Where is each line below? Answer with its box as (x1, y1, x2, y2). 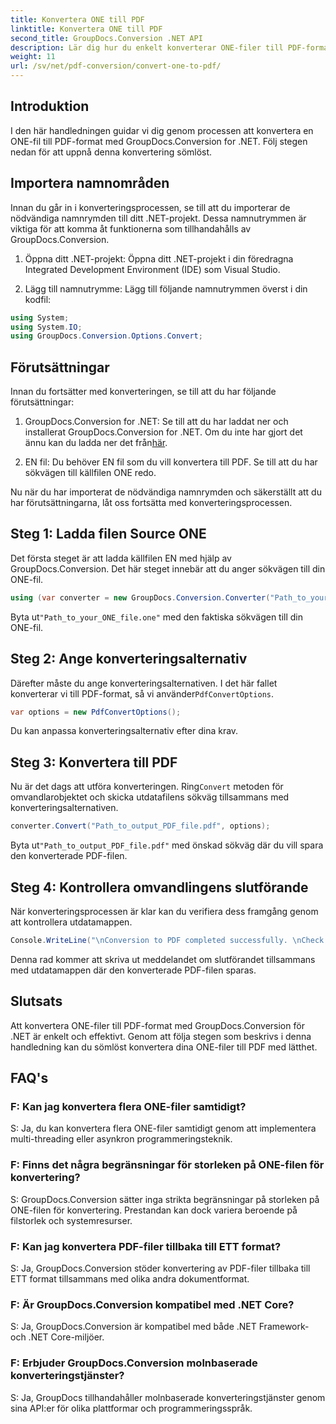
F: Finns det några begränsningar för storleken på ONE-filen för (10, 1158, 325, 1172)
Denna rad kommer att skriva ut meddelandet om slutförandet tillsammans (10, 953, 316, 965)
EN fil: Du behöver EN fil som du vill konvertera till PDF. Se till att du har (24, 456, 318, 468)
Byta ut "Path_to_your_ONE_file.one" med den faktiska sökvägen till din (10, 611, 304, 623)
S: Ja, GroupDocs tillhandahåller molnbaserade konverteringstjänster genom (10, 1391, 326, 1403)
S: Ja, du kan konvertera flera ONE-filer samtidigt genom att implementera (10, 1122, 317, 1135)
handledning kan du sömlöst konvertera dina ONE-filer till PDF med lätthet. (10, 1041, 318, 1053)
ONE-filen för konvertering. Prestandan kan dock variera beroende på (10, 1204, 298, 1216)
